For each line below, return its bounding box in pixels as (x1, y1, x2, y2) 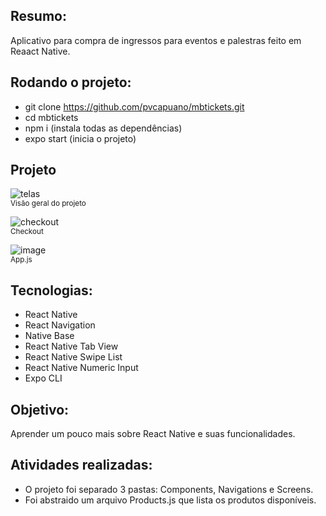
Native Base (24, 330, 75, 342)
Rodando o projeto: (10, 74, 132, 91)
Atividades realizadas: (10, 457, 153, 474)
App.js (10, 255, 33, 265)
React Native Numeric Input (24, 362, 139, 374)
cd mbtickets (24, 111, 79, 123)
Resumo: (10, 8, 67, 25)
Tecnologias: (10, 282, 93, 299)
